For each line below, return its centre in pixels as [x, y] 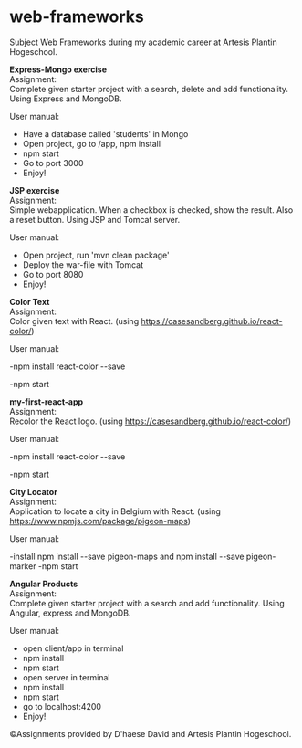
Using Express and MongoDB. [66, 99]
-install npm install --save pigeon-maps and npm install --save [127, 556]
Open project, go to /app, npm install [92, 143]
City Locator [33, 491]
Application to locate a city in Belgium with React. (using [115, 511]
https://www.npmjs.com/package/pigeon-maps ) [100, 521]
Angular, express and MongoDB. [70, 613]
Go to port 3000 [53, 163]
